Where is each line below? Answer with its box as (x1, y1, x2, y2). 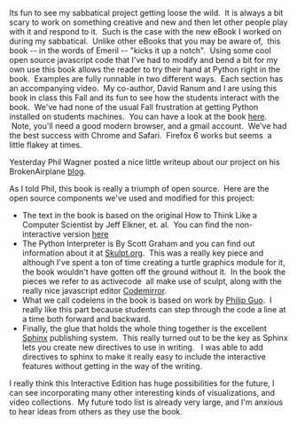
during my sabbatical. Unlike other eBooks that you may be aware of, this (9, 35, 281, 46)
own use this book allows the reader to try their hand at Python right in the (9, 64, 281, 75)
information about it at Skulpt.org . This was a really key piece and (21, 248, 264, 258)
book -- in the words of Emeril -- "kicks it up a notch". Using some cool (9, 45, 272, 56)
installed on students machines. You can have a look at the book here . (9, 111, 268, 122)
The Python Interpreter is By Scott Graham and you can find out (21, 239, 255, 248)
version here (62, 229, 109, 239)
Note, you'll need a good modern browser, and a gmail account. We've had (11, 121, 287, 131)
